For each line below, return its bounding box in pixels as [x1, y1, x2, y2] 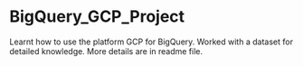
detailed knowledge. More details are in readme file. [9, 45, 204, 56]
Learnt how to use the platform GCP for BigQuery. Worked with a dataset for [9, 36, 294, 47]
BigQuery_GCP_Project [9, 6, 185, 27]
